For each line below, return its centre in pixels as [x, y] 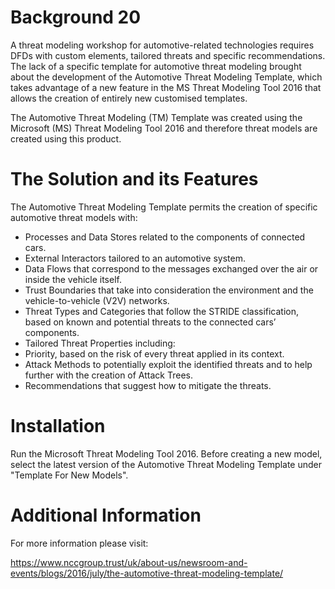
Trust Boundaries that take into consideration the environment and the [169, 290]
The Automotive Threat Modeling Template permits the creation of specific [164, 207]
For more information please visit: [79, 543]
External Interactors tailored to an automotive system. [135, 258]
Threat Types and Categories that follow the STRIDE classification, [162, 311]
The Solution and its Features [134, 179]
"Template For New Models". [69, 475]
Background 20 [76, 17]
